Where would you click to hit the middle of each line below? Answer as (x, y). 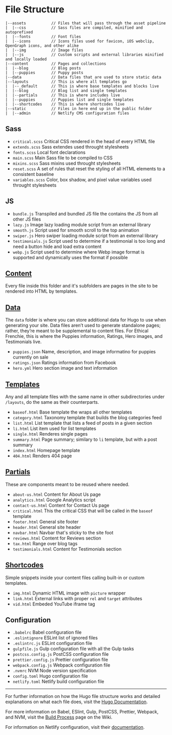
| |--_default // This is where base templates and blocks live (82, 86)
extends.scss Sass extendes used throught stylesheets (71, 147)
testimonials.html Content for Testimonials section (67, 549)
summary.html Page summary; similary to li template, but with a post (85, 439)
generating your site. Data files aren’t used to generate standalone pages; (83, 326)
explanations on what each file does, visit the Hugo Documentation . (77, 702)
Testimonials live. (24, 342)
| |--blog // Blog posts (43, 68)
